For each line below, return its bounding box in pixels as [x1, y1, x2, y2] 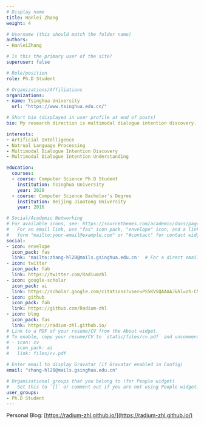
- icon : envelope [6, 243, 50, 250]
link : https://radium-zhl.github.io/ [12, 322, 107, 328]
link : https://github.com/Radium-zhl [12, 305, 107, 311]
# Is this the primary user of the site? [6, 53, 113, 59]
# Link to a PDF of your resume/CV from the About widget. [6, 328, 159, 334]
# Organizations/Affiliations [6, 86, 83, 93]
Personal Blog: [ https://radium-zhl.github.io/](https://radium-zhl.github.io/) [6, 412, 193, 419]
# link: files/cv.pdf [6, 350, 67, 357]
